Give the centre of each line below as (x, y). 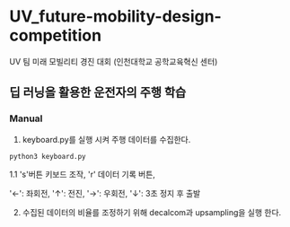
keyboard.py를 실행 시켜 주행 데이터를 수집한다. (106, 139)
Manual (26, 118)
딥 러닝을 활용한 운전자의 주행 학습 (98, 93)
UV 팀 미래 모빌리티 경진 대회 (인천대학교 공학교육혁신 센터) (114, 61)
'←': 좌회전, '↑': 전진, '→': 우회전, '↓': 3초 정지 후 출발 (105, 193)
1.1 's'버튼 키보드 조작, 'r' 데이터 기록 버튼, (82, 174)
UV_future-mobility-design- (115, 17)
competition (55, 35)
